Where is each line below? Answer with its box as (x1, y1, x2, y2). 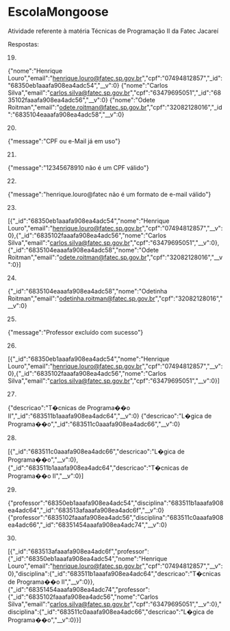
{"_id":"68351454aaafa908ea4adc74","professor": (8, 585, 150, 593)
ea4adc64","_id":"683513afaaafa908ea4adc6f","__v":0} (8, 505, 165, 514)
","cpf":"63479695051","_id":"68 (129, 88, 222, 97)
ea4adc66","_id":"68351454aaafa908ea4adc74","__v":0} (8, 521, 168, 529)
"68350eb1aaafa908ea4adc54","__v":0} (8, 81, 120, 89)
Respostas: (8, 40, 40, 48)
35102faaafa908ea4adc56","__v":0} (8, 95, 108, 104)
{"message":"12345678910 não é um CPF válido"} (8, 163, 149, 171)
